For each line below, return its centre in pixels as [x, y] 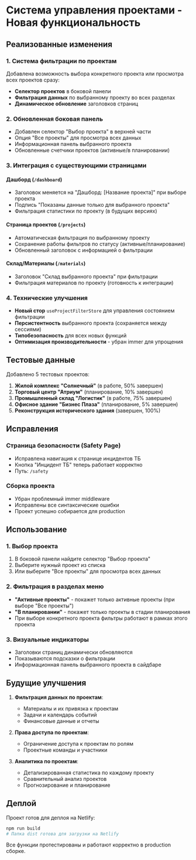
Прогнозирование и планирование [67, 785]
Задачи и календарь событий [60, 715]
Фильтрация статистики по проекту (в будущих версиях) [86, 211]
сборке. [16, 851]
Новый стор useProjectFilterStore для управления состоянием [94, 310]
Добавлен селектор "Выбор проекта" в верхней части [82, 132]
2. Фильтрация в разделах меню [55, 586]
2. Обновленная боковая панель [55, 119]
